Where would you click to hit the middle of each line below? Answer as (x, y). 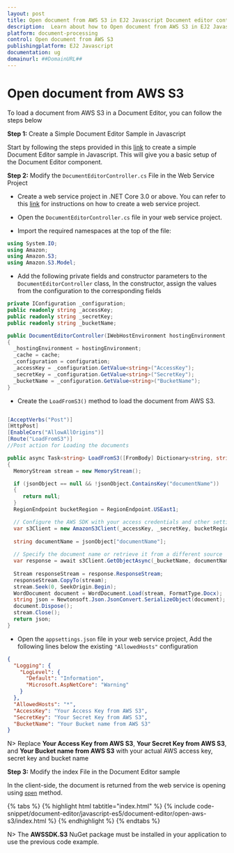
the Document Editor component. (55, 162)
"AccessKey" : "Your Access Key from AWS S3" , (81, 711)
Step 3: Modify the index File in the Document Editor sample (94, 772)
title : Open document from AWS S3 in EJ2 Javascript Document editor (110, 20)
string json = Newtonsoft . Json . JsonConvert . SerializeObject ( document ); (120, 600)
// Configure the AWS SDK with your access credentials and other (112, 522)
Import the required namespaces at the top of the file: (94, 230)
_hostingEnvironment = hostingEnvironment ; (77, 349)
